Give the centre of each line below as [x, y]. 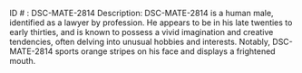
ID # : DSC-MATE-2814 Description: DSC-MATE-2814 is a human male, [141, 13]
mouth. [23, 61]
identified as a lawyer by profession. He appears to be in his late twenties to [151, 23]
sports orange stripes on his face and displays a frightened [165, 51]
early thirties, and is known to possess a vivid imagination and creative [141, 32]
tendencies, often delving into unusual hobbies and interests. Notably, [140, 41]
